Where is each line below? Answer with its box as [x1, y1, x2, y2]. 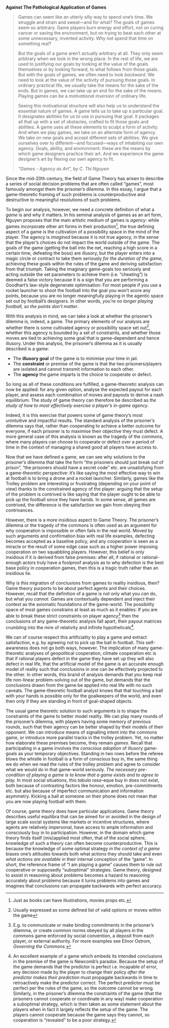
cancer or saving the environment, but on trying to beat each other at [18, 30, 161, 36]
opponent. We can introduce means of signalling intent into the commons [6, 729, 157, 735]
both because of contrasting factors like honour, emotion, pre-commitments [6, 782, 162, 788]
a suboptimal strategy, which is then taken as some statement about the [13, 1001, 162, 1007]
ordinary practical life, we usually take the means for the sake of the [18, 82, 158, 88]
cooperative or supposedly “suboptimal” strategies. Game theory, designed [6, 866, 162, 872]
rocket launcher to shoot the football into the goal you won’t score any [6, 287, 151, 293]
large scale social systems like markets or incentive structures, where [6, 819, 149, 825]
